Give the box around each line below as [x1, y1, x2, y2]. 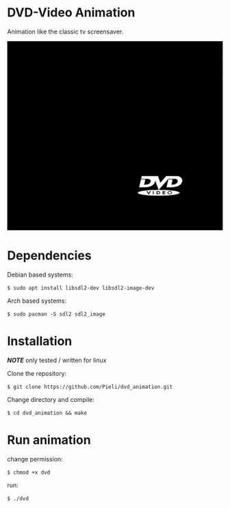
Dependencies [7, 248, 92, 264]
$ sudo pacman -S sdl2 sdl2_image [7, 310, 106, 318]
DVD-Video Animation [7, 5, 136, 21]
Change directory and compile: [7, 395, 94, 403]
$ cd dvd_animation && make [7, 409, 88, 416]
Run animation [7, 433, 91, 448]
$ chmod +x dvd [7, 469, 51, 476]
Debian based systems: [7, 270, 73, 279]
